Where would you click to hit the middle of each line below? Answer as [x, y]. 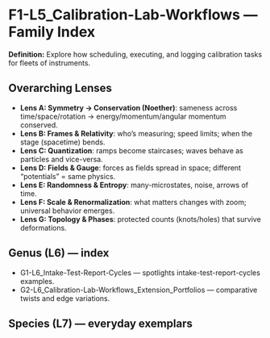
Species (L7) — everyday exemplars [101, 323]
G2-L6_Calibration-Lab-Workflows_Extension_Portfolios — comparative [139, 290]
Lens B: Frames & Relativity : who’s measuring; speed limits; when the [136, 133]
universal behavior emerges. [67, 211]
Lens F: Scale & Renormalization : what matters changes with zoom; [133, 202]
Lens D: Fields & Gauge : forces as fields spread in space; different [131, 168]
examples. [37, 281]
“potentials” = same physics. [68, 176]
